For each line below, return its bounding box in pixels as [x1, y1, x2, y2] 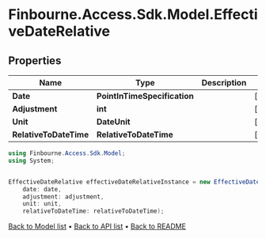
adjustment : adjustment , [22, 192, 104, 201]
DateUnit [96, 116, 131, 127]
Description [201, 77, 247, 88]
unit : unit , [22, 200, 62, 208]
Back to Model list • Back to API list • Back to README [8, 221, 186, 231]
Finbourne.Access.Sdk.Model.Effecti [8, 6, 259, 24]
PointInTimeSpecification [96, 91, 194, 101]
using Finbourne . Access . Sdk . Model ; [8, 149, 126, 157]
